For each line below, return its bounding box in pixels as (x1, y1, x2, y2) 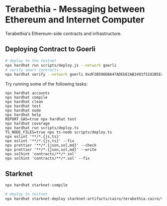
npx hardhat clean (5, 100, 43, 104)
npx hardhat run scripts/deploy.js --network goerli (5, 63, 117, 68)
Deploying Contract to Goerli (5, 45, 96, 53)
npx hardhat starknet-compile (5, 183, 68, 188)
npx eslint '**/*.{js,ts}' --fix (5, 138, 75, 144)
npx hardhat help (5, 112, 41, 117)
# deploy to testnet (5, 192, 48, 197)
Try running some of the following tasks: (5, 81, 88, 87)
